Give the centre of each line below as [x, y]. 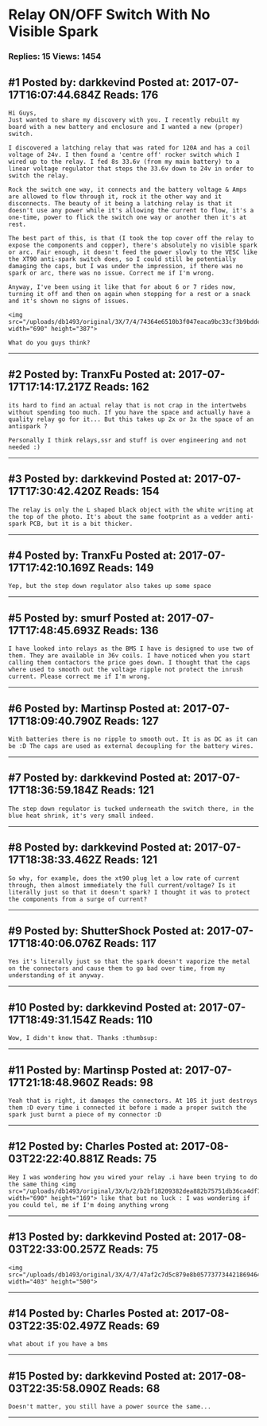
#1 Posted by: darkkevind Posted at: [99, 82]
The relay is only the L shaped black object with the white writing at [131, 510]
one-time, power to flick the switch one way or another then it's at [128, 217]
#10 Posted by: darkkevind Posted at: [103, 1007]
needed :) [25, 447]
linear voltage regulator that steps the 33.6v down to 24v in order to [131, 169]
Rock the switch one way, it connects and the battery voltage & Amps [128, 189]
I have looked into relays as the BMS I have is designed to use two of [131, 649]
